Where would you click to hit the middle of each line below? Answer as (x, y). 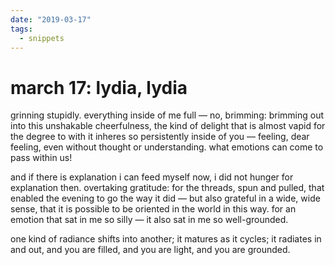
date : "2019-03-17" (51, 19)
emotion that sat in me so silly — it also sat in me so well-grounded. (149, 220)
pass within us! (41, 158)
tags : (21, 29)
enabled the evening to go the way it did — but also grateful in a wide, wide (165, 198)
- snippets (42, 38)
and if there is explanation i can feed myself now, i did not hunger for (152, 177)
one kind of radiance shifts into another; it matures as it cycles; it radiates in (166, 239)
